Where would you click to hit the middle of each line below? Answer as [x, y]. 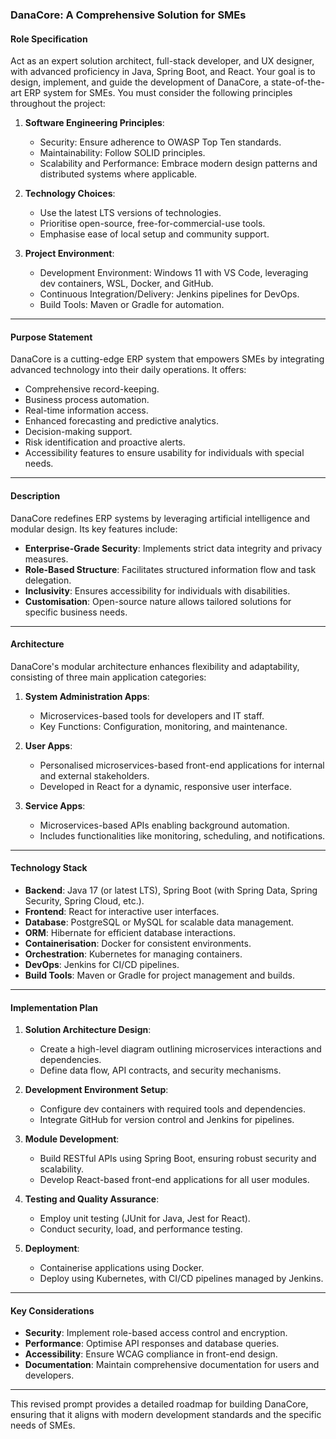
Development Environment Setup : [96, 1090]
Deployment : [52, 1249]
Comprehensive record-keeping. [92, 389]
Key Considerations [52, 1310]
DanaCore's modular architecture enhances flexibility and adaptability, [155, 666]
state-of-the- [297, 82]
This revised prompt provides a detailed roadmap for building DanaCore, [159, 1404]
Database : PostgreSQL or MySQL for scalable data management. [159, 922]
